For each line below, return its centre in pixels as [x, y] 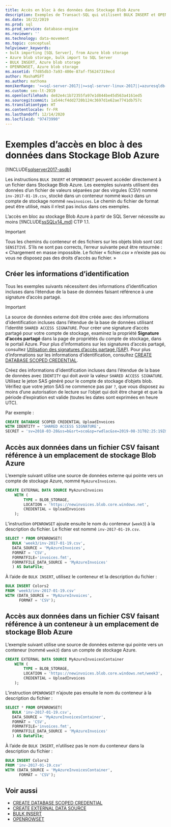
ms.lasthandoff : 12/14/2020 [35, 115]
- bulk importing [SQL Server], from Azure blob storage [67, 53]
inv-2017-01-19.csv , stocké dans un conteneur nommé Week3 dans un [78, 196]
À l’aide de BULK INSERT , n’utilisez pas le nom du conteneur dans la [75, 746]
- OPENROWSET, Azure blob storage [42, 67]
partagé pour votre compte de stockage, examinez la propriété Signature [82, 333]
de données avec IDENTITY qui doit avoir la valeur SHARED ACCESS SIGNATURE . [84, 375]
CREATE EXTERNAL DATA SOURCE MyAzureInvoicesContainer [65, 659]
